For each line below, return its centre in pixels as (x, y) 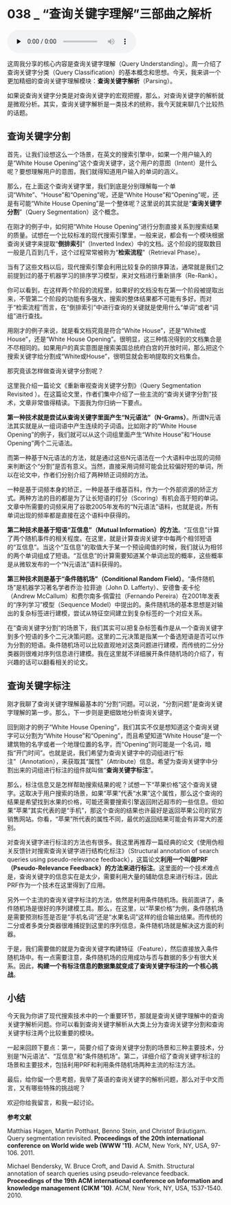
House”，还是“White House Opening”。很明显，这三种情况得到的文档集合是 (114, 339)
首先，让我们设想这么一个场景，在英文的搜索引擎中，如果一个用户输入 (107, 154)
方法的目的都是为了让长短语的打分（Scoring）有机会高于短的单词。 (126, 498)
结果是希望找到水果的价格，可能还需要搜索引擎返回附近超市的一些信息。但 (112, 802)
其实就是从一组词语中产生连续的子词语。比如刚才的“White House (105, 425)
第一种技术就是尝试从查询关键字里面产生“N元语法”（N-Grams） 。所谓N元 (111, 417)
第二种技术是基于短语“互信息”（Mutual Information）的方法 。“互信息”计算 (113, 529)
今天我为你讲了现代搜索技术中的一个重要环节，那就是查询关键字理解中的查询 (115, 1016)
